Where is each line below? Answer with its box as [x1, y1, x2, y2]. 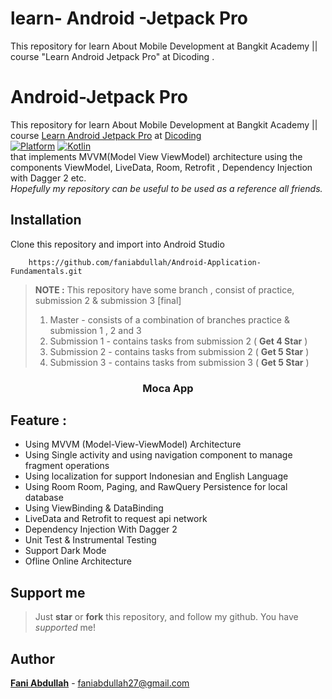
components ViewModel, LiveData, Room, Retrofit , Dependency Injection [10, 161, 313, 173]
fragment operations [24, 460, 110, 472]
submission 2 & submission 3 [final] [34, 294, 182, 306]
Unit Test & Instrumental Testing [24, 534, 157, 546]
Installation [10, 212, 82, 229]
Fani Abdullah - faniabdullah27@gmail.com [10, 677, 190, 689]
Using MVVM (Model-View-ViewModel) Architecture [24, 438, 242, 451]
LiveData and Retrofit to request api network [24, 513, 208, 525]
